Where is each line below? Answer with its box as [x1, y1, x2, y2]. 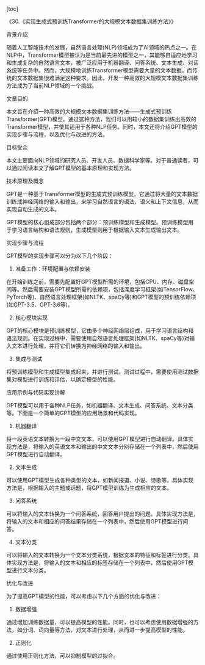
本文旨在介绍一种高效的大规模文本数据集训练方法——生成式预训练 [6, 108, 172, 115]
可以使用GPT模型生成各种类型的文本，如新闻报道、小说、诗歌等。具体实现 [6, 476, 194, 484]
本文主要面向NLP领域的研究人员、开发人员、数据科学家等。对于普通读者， [6, 157, 193, 164]
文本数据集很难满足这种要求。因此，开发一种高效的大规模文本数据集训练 [16, 74, 199, 81]
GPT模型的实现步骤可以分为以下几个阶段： [6, 252, 114, 259]
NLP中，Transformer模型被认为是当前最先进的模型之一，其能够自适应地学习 [6, 51, 198, 59]
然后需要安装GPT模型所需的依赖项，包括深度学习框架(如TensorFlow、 [22, 286, 198, 293]
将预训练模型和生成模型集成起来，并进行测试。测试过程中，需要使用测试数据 [6, 368, 199, 375]
